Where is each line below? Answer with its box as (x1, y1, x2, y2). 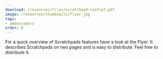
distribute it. (5, 50, 30, 56)
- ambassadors (5, 21, 35, 26)
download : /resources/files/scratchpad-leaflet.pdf (5, 7, 115, 12)
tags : (5, 16, 16, 21)
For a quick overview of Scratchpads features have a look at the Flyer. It (5, 39, 153, 45)
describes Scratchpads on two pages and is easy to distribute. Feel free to (5, 44, 159, 50)
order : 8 (5, 26, 23, 30)
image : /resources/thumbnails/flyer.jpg (5, 12, 91, 17)
